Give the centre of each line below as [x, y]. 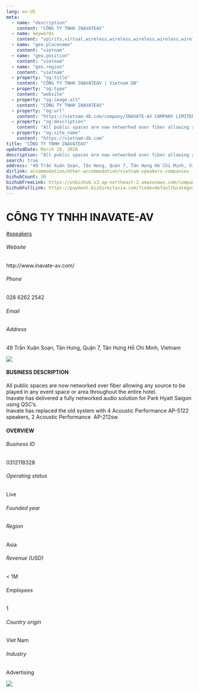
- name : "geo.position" [41, 56]
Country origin [24, 622]
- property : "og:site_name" [46, 133]
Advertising [20, 672]
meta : [13, 17]
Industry [16, 654]
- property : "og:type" [39, 89]
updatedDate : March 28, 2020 [42, 149]
